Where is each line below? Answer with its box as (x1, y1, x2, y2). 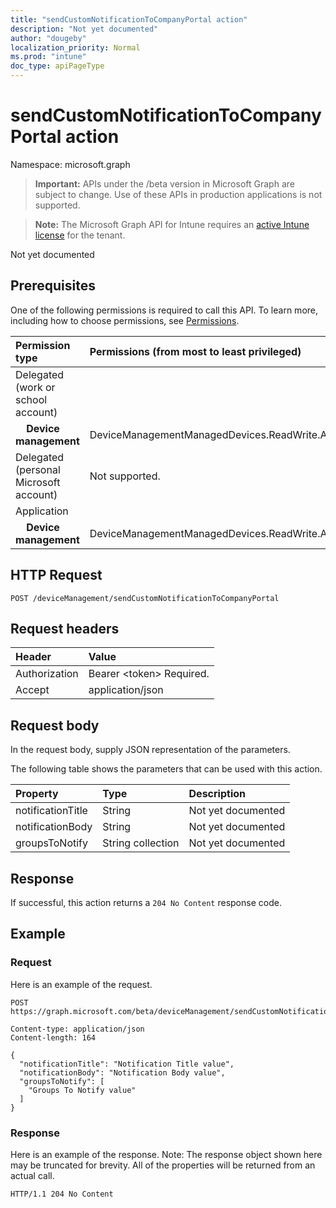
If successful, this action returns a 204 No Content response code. (10, 897, 282, 908)
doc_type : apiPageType (10, 61, 105, 71)
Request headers (10, 620, 120, 637)
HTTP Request (10, 567, 103, 584)
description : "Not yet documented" (10, 24, 159, 34)
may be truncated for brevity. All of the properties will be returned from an (10, 1159, 316, 1171)
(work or (15, 380, 56, 394)
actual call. (10, 1169, 55, 1181)
